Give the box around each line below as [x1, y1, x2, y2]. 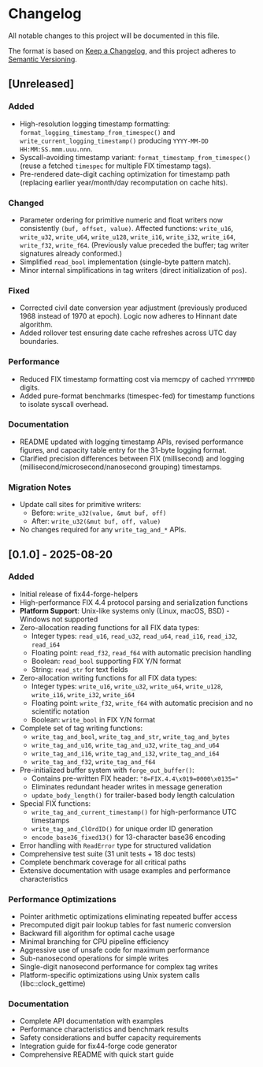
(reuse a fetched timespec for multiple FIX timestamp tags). [19, 161, 211, 170]
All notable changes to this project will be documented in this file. [8, 31, 220, 40]
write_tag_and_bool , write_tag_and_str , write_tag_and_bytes [31, 731, 231, 741]
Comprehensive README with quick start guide [19, 1050, 175, 1059]
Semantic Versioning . [8, 54, 77, 64]
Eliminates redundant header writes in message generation [31, 782, 223, 791]
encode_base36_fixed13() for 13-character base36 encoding [31, 832, 226, 841]
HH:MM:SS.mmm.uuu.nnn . [19, 144, 93, 154]
